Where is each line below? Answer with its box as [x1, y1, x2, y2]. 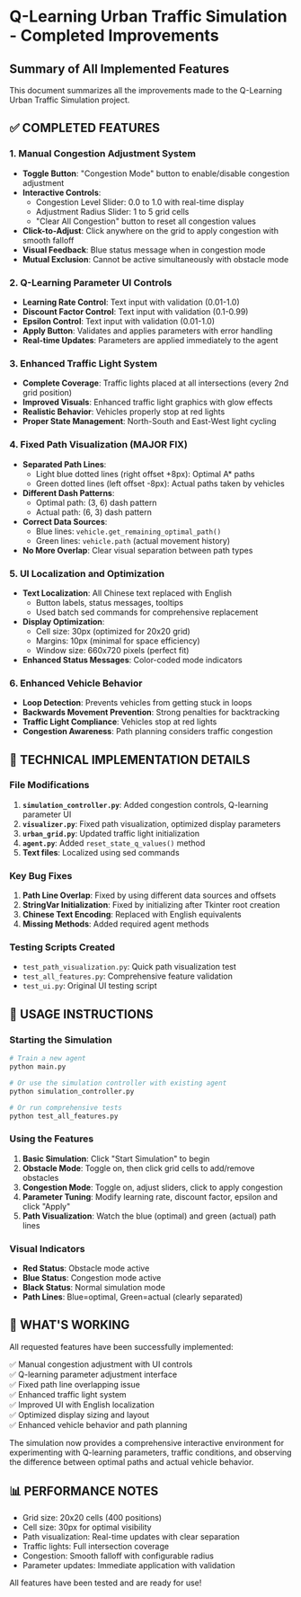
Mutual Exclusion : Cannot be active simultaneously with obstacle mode [22, 253, 289, 264]
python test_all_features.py [9, 1112, 119, 1121]
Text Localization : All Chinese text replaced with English [22, 587, 232, 599]
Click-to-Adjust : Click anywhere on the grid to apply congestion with [22, 225, 279, 235]
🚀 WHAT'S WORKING [9, 1318, 130, 1333]
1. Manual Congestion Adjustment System [9, 147, 196, 160]
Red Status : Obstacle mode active [22, 1263, 150, 1273]
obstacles [22, 1172, 59, 1183]
